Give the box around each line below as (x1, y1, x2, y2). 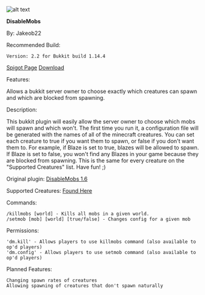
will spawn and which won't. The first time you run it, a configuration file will (6, 124, 199, 132)
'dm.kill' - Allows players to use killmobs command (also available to (6, 239, 196, 245)
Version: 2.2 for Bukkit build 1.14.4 (6, 53, 106, 59)
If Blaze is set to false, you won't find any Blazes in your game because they (6, 151, 199, 157)
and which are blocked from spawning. (6, 94, 106, 101)
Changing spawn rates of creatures (6, 277, 98, 283)
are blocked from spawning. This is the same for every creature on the (6, 157, 185, 164)
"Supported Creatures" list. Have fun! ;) (6, 163, 106, 171)
